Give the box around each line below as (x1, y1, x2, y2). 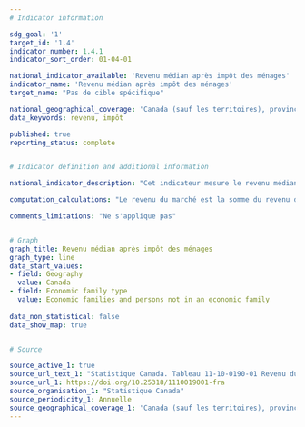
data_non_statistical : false (9, 312, 120, 321)
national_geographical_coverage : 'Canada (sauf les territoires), (9, 104, 266, 114)
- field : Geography (9, 270, 84, 279)
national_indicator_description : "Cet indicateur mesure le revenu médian (9, 179, 299, 188)
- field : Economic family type (9, 287, 128, 296)
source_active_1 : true (9, 361, 95, 371)
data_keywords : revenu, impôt (9, 113, 124, 123)
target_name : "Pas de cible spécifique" (9, 88, 165, 97)
